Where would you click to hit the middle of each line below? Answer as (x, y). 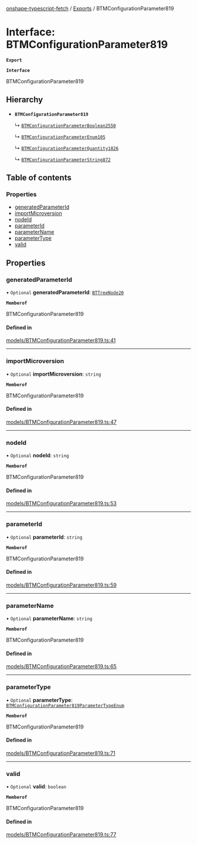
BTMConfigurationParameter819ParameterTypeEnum (65, 706)
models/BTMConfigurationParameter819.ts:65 (62, 666)
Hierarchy (25, 100)
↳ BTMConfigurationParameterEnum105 (60, 137)
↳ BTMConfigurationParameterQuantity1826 (67, 148)
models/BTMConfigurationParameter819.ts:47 (62, 422)
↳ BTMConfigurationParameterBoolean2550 (65, 125)
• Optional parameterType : (40, 700)
